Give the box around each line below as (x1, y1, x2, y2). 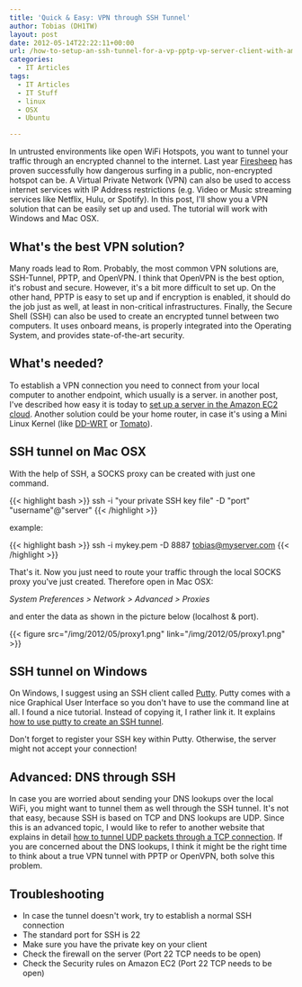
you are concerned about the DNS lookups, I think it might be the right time (9, 841, 288, 852)
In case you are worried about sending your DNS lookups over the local (9, 794, 274, 804)
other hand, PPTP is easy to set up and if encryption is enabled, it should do (9, 292, 290, 302)
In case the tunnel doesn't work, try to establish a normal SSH (22, 911, 252, 920)
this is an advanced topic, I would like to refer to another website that (9, 822, 265, 833)
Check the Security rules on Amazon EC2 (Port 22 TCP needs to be (22, 958, 272, 968)
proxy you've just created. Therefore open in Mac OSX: (9, 576, 214, 587)
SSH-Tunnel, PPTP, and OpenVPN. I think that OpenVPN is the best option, (9, 272, 285, 283)
